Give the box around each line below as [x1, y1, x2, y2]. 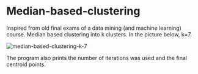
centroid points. [6, 61, 46, 68]
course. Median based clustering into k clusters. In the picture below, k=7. [6, 30, 193, 38]
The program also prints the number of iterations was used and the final [6, 54, 188, 61]
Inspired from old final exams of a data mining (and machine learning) [6, 24, 182, 32]
